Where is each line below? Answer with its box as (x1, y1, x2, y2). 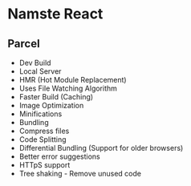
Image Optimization (18, 101, 84, 110)
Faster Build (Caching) (18, 92, 94, 101)
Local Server (18, 67, 62, 76)
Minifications (18, 109, 63, 119)
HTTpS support (18, 160, 71, 169)
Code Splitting (18, 135, 67, 144)
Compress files (18, 126, 70, 135)
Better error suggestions (18, 152, 101, 161)
